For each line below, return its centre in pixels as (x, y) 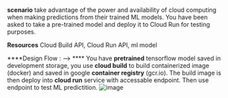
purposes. (22, 32)
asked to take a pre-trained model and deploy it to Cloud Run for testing (109, 24)
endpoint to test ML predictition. (53, 87)
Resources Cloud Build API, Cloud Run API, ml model (82, 45)
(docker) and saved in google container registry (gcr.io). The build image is (114, 73)
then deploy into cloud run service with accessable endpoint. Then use (108, 80)
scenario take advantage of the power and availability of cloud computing (112, 10)
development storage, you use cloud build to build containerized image (108, 65)
